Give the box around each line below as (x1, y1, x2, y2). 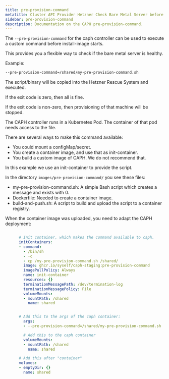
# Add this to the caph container (23, 333, 96, 338)
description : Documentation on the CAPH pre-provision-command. (5, 21, 143, 27)
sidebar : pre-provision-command (5, 17, 73, 22)
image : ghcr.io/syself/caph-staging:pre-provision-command (23, 263, 150, 268)
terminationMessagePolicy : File (23, 286, 92, 292)
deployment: (5, 221, 31, 227)
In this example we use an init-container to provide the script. (5, 165, 133, 171)
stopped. (5, 110, 24, 116)
